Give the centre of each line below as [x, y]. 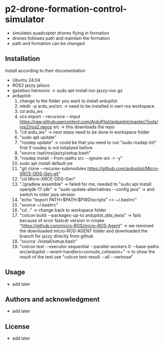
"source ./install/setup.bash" [48, 241]
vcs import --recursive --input [50, 116]
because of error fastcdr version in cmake [62, 220]
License [17, 326]
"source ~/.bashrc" [39, 205]
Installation [23, 59]
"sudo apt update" [38, 137]
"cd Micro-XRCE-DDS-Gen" [47, 179]
